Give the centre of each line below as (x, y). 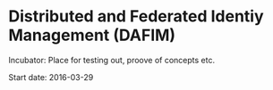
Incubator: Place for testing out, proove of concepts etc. (112, 60)
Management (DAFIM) (92, 35)
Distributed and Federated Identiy (136, 16)
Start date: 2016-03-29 (51, 77)
